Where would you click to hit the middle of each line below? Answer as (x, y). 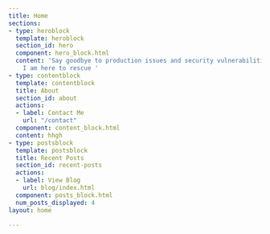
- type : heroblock (39, 31)
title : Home (28, 16)
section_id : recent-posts (59, 166)
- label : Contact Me (50, 113)
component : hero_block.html (63, 53)
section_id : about (47, 98)
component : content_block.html (68, 128)
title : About (37, 90)
